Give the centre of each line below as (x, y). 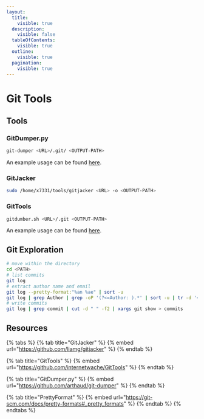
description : (28, 29)
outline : (23, 52)
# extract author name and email (49, 286)
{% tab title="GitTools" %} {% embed (53, 361)
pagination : (27, 63)
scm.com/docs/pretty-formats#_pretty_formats (65, 403)
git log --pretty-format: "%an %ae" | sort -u (65, 292)
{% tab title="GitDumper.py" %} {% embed (60, 379)
